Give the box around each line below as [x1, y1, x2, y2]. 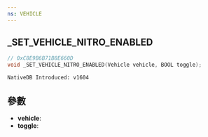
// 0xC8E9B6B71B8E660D [7, 55, 74, 62]
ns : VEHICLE [7, 10, 42, 18]
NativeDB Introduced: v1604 [7, 74, 90, 81]
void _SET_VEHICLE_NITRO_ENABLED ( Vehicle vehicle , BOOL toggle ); [7, 61, 202, 69]
